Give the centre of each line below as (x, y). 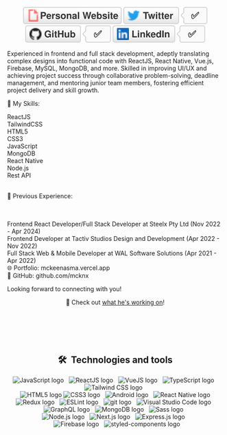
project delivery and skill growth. (53, 90)
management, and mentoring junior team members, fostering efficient (106, 83)
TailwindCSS (25, 124)
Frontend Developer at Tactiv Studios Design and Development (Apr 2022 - (113, 238)
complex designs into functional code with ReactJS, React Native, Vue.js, (110, 61)
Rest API (19, 175)
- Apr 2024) (24, 231)
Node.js (18, 168)
